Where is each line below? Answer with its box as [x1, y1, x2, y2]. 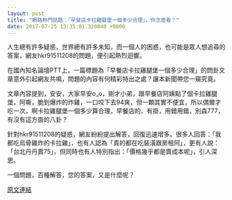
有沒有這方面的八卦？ [7, 116, 68, 124]
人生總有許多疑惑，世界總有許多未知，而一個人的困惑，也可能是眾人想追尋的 [7, 43, 226, 51]
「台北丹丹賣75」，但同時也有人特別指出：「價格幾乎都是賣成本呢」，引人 [7, 147, 212, 156]
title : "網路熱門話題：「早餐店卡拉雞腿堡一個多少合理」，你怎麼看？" [7, 17, 180, 24]
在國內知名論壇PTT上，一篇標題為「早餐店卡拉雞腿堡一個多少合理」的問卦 [7, 66, 220, 75]
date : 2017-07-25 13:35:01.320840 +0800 [7, 23, 126, 30]
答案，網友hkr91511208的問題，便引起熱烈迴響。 [7, 51, 146, 60]
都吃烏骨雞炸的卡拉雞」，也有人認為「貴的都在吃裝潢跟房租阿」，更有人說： [7, 139, 220, 147]
